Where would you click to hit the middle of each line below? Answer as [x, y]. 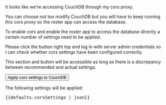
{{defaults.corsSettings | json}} [48, 97]
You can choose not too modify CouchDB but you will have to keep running [83, 17]
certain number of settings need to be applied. [53, 37]
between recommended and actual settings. [51, 67]
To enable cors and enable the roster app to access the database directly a [83, 32]
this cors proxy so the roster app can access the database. [66, 22]
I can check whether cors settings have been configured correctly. [74, 52]
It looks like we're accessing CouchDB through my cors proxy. [69, 7]
